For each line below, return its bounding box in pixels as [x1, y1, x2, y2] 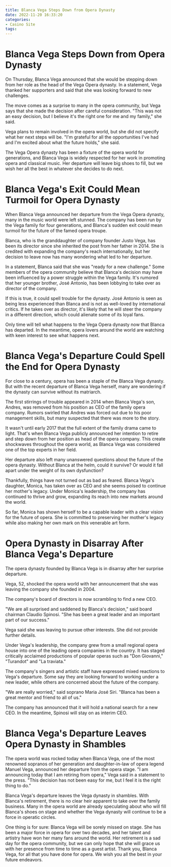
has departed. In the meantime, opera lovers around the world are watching [5, 327, 164, 333]
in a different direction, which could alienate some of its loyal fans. [5, 312, 144, 317]
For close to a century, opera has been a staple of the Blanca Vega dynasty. [5, 378, 165, 384]
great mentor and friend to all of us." [5, 694, 82, 700]
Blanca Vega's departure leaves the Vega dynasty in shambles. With [5, 792, 149, 799]
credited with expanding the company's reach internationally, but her [5, 248, 151, 254]
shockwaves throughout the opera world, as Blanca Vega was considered [5, 441, 160, 447]
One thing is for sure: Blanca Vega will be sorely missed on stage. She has [5, 824, 161, 830]
